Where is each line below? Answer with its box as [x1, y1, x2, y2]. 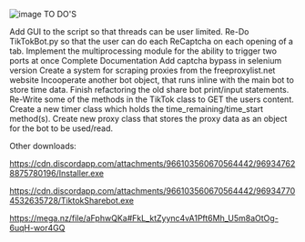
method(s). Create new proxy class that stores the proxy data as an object [9, 114, 288, 124]
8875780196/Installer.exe [9, 168, 105, 178]
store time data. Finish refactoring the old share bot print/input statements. [9, 85, 290, 95]
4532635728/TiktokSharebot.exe [9, 196, 135, 206]
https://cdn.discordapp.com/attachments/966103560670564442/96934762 [9, 158, 296, 168]
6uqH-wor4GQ [9, 223, 66, 233]
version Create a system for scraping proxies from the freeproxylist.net [9, 65, 276, 76]
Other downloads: [9, 141, 77, 151]
